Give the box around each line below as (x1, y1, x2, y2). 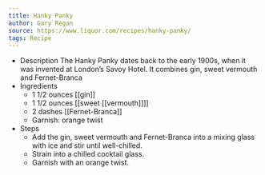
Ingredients (19, 82, 58, 91)
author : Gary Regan (8, 19, 74, 27)
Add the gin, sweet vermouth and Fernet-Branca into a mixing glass (31, 133, 255, 142)
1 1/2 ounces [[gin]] (31, 89, 96, 100)
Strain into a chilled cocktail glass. (31, 149, 145, 159)
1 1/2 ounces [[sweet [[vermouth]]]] (31, 98, 150, 108)
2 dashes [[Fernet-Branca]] (31, 107, 122, 117)
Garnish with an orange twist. (31, 157, 130, 168)
